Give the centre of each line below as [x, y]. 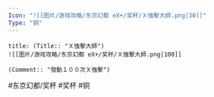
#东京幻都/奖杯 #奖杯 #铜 [49, 85]
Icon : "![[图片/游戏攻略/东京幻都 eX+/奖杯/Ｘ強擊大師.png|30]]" [107, 15]
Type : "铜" [26, 23]
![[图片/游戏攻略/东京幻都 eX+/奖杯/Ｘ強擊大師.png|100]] [95, 54]
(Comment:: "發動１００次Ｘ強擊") [59, 69]
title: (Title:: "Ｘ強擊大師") [56, 46]
